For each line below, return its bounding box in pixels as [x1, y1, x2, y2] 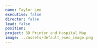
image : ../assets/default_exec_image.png [5, 35, 93, 40]
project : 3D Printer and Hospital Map [5, 30, 86, 35]
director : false [5, 16, 39, 21]
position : [5, 26, 26, 31]
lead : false [5, 21, 30, 26]
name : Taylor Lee [5, 7, 42, 12]
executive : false [5, 12, 42, 17]
